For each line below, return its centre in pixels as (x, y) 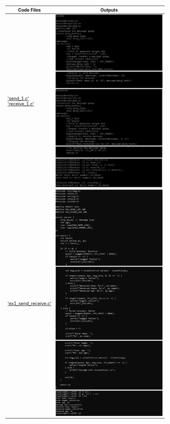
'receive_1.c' (21, 104)
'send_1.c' (18, 99)
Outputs (109, 10)
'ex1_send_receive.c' (29, 303)
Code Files (30, 10)
